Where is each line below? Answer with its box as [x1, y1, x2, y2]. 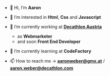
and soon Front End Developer [17, 38, 81, 44]
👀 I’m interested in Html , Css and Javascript [9, 14, 101, 20]
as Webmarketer [17, 34, 53, 39]
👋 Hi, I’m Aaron [9, 5, 41, 10]
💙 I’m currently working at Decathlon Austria [9, 24, 102, 30]
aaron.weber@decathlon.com [9, 65, 73, 71]
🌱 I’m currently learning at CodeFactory [9, 48, 92, 54]
